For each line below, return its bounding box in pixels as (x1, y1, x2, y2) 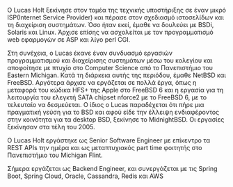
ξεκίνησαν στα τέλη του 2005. (7, 123, 95, 131)
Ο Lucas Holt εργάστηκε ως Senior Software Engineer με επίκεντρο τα (7, 136, 211, 145)
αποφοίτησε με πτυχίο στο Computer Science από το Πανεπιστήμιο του (7, 64, 214, 72)
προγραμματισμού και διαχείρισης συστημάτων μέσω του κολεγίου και (7, 56, 213, 65)
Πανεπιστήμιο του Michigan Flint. (7, 151, 103, 159)
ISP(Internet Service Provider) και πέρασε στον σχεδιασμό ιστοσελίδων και (7, 13, 225, 22)
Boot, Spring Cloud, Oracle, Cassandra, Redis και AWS (7, 172, 163, 180)
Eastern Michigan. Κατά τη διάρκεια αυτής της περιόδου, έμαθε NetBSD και (7, 71, 226, 79)
